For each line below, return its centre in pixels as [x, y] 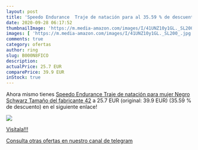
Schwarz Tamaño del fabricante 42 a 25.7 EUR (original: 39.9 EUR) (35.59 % [99, 100]
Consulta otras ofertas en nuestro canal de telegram [70, 141]
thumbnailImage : [26, 28]
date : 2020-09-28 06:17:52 [39, 22]
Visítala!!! [17, 129]
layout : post [22, 12]
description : [22, 61]
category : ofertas [29, 45]
